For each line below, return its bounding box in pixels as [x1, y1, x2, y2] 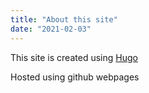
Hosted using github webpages [10, 71, 140, 83]
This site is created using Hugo [10, 51, 138, 63]
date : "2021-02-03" [10, 24, 92, 34]
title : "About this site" [10, 14, 118, 25]
